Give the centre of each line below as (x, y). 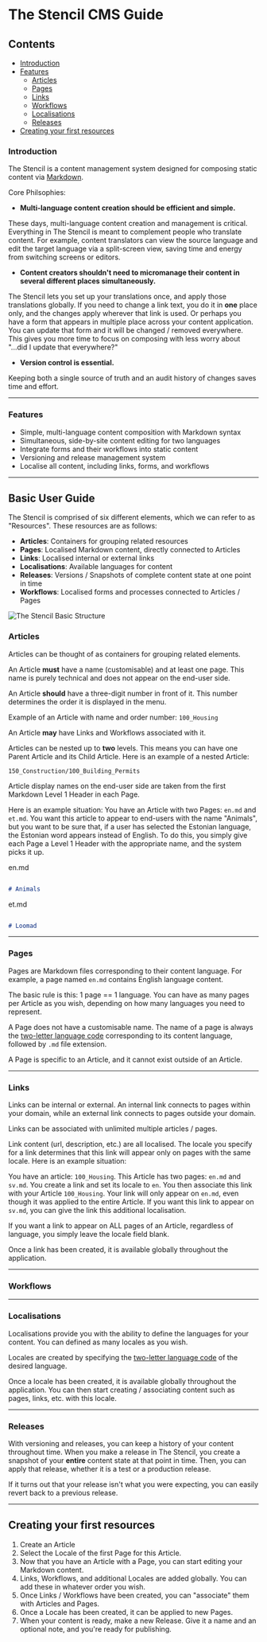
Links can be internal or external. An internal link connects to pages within (130, 1105)
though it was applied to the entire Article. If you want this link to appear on (131, 1202)
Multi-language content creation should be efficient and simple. (128, 208)
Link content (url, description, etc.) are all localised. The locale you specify (130, 1145)
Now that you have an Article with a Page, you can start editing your (131, 1561)
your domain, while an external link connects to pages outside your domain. (132, 1114)
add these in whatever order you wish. (82, 1586)
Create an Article (47, 1544)
